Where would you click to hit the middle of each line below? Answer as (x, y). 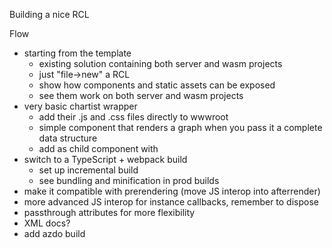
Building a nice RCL (49, 14)
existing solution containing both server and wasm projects (160, 63)
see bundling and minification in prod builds (129, 180)
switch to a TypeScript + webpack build (105, 159)
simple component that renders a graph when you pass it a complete (180, 127)
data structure (68, 138)
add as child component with (98, 148)
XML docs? (47, 223)
